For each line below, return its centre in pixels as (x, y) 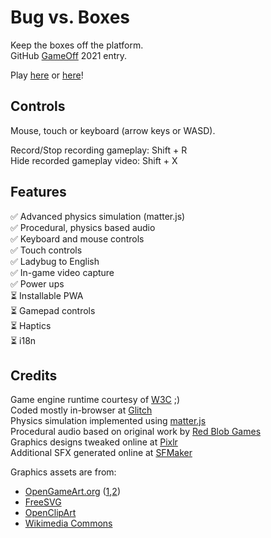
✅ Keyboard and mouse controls (77, 238)
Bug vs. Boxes (70, 17)
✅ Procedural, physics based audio (83, 227)
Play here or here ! (47, 75)
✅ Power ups (37, 283)
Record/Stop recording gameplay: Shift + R (99, 150)
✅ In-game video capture (62, 272)
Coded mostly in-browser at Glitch (81, 410)
